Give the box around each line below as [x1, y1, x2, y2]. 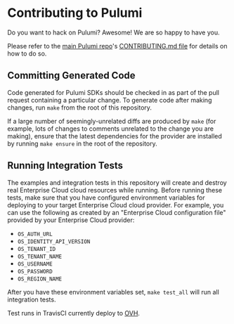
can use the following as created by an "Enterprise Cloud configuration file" [7, 208, 226, 216]
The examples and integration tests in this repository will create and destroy [7, 178, 227, 187]
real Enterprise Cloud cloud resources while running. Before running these [7, 186, 223, 194]
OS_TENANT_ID [17, 245, 56, 252]
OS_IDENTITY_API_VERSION [17, 238, 91, 245]
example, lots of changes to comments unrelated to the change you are [7, 124, 214, 133]
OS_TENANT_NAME [17, 253, 63, 260]
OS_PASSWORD [17, 268, 53, 275]
